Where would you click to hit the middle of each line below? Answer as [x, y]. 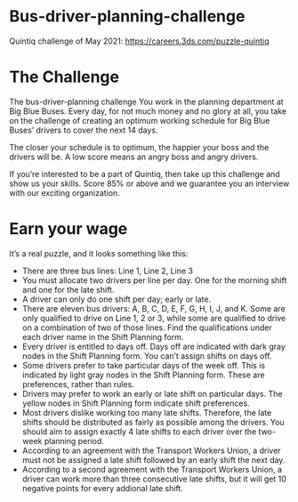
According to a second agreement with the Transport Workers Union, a [152, 469]
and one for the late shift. [68, 289]
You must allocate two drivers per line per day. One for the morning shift [154, 280]
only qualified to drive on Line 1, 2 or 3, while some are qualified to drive [154, 318]
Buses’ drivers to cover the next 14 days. [84, 130]
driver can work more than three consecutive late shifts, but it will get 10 [154, 479]
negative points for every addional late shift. [103, 488]
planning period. [74, 441]
